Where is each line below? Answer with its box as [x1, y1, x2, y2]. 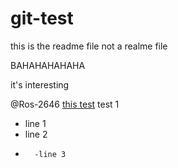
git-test [10, 7, 74, 30]
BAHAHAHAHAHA [10, 59, 86, 71]
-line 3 [34, 149, 67, 159]
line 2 [24, 128, 48, 140]
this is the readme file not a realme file [10, 40, 168, 52]
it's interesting [10, 78, 70, 91]
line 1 [24, 117, 47, 129]
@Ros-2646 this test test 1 [10, 98, 120, 110]
